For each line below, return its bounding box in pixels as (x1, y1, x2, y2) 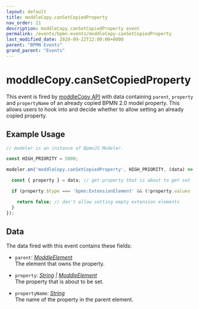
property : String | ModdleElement (14, 272, 97, 279)
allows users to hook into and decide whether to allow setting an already (6, 106, 184, 113)
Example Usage (6, 129, 66, 140)
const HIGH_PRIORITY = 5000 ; (6, 156, 79, 162)
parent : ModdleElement (14, 254, 73, 261)
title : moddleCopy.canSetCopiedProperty (6, 14, 108, 20)
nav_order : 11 (6, 20, 42, 26)
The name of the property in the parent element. (14, 296, 134, 303)
